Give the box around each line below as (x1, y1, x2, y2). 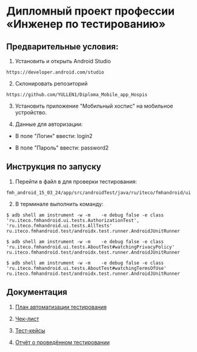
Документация (6, 287, 68, 297)
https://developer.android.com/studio (6, 69, 104, 75)
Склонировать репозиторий (15, 80, 88, 87)
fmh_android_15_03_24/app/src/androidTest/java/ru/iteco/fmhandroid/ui (6, 190, 191, 196)
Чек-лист (15, 315, 39, 322)
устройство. (15, 109, 47, 116)
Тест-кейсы (15, 326, 45, 334)
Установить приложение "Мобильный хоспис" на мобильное (15, 102, 173, 109)
